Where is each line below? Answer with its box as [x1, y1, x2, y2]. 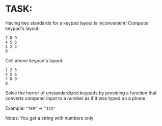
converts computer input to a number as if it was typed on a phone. [5, 95, 147, 101]
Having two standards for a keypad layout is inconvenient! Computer [5, 20, 149, 26]
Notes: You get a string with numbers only [5, 115, 94, 121]
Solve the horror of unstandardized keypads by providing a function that [5, 90, 157, 96]
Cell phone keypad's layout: [5, 57, 64, 64]
